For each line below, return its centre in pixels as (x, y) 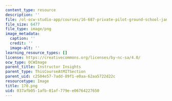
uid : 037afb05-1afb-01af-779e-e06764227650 (52, 91)
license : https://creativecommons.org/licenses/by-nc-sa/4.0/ (73, 57)
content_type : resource (31, 10)
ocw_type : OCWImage (26, 62)
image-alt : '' (25, 48)
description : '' (23, 15)
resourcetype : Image (27, 81)
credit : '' (21, 43)
